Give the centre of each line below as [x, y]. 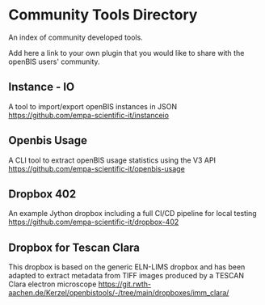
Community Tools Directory [103, 15]
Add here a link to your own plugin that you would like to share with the [126, 53]
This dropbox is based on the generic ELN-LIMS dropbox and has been [127, 267]
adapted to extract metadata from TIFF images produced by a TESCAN [126, 276]
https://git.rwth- [125, 284]
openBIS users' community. [54, 61]
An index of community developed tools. [76, 37]
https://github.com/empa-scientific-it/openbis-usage [97, 168]
